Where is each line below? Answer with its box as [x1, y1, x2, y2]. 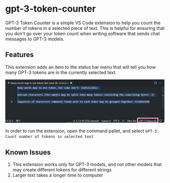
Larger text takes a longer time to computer [12, 172, 103, 178]
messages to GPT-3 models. [5, 36, 65, 42]
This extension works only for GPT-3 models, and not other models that [12, 161, 162, 167]
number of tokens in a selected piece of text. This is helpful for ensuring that [5, 25, 165, 31]
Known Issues [5, 148, 51, 157]
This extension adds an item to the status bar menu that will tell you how [5, 64, 156, 70]
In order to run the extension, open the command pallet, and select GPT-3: [5, 128, 159, 134]
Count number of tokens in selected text [5, 134, 94, 140]
